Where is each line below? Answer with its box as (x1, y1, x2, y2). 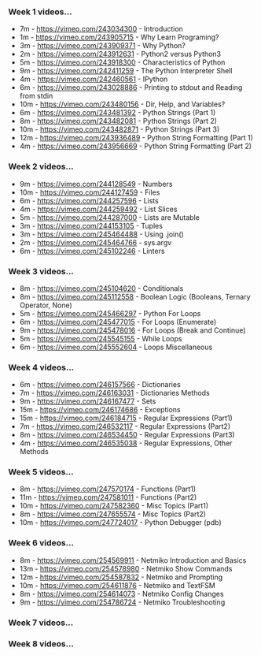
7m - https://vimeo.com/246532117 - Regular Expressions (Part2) (19, 422, 231, 431)
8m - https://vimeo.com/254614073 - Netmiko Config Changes (19, 589, 224, 598)
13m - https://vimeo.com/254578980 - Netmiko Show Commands (19, 564, 233, 573)
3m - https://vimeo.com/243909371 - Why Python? (19, 41, 186, 50)
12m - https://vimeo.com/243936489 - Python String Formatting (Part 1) (19, 133, 254, 143)
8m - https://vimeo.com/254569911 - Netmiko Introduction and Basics (19, 555, 247, 565)
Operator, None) (19, 300, 72, 310)
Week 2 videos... (8, 161, 75, 172)
